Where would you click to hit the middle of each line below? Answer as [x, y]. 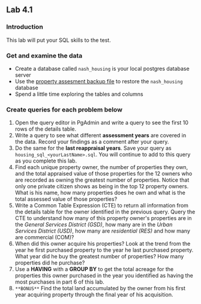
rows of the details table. [46, 129]
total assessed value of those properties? [66, 199]
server [23, 75]
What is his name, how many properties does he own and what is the [100, 193]
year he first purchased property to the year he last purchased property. [104, 250]
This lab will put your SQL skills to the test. [58, 40]
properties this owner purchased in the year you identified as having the [104, 276]
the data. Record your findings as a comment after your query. [92, 142]
